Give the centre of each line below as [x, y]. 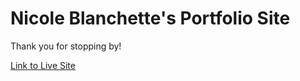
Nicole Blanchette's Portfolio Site [150, 18]
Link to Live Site [43, 65]
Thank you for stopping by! [66, 46]
